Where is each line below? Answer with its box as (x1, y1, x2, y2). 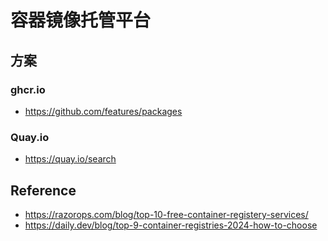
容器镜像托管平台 (10, 9, 152, 32)
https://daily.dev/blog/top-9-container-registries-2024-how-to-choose (24, 219, 318, 231)
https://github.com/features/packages (24, 105, 183, 117)
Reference (10, 182, 77, 199)
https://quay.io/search (24, 153, 117, 165)
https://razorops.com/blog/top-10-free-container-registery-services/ (24, 208, 309, 220)
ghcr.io (10, 82, 46, 96)
